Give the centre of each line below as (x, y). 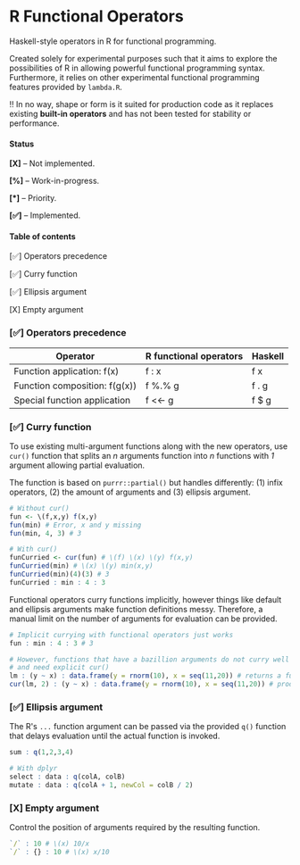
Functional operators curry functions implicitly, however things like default (146, 599)
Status (22, 144)
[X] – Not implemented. (52, 163)
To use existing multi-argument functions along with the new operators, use (149, 446)
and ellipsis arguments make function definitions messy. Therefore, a (136, 609)
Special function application (72, 400)
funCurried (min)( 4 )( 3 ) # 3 (59, 574)
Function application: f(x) (66, 370)
